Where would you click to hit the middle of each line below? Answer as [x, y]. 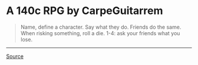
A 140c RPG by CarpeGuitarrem [85, 11]
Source [15, 56]
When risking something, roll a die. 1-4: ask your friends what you [100, 33]
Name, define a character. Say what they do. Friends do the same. [101, 27]
